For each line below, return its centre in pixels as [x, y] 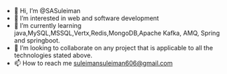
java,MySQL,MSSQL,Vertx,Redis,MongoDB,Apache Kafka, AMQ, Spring [117, 33]
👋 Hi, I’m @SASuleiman [47, 11]
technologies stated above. [53, 55]
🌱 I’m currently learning [48, 25]
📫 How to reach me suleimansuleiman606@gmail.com [93, 63]
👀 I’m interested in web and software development [86, 18]
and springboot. [37, 40]
